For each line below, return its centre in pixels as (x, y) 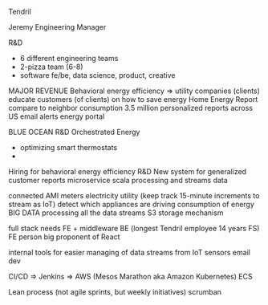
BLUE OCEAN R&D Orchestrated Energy (74, 132)
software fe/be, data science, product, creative (97, 75)
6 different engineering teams (69, 58)
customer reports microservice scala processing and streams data (118, 180)
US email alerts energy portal (57, 116)
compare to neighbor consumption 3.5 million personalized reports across (130, 108)
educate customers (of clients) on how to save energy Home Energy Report (133, 99)
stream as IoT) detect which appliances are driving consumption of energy (132, 204)
